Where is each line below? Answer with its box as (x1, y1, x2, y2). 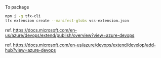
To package (5, 4, 30, 10)
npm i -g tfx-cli (5, 14, 41, 19)
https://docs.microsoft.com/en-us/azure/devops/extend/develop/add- (13, 42, 156, 48)
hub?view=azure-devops (5, 47, 56, 53)
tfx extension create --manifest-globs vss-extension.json (5, 18, 129, 23)
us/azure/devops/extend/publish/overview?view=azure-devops (5, 32, 135, 38)
